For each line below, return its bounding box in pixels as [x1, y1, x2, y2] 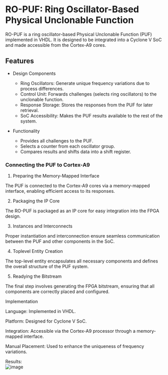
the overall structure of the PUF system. [5, 264, 89, 270]
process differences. [20, 85, 64, 92]
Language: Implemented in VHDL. [5, 308, 76, 314]
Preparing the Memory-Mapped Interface [12, 173, 100, 179]
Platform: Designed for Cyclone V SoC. [5, 318, 87, 324]
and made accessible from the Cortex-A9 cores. [5, 42, 106, 48]
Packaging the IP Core [12, 198, 60, 204]
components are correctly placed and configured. [5, 289, 110, 295]
